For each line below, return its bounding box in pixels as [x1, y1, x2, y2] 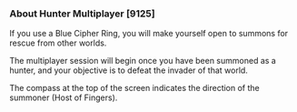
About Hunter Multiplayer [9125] [9, 7, 156, 20]
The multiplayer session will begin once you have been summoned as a [9, 56, 277, 66]
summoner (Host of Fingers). [9, 92, 118, 103]
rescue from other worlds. [9, 37, 107, 48]
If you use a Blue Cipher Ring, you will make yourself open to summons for [9, 28, 289, 39]
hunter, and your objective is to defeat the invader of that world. [9, 65, 248, 76]
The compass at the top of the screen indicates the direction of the [9, 83, 261, 94]
